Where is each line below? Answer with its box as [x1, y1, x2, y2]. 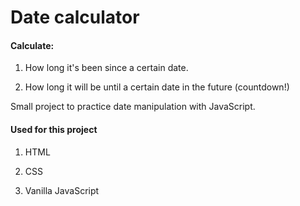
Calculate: [10, 39, 55, 51]
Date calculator [10, 6, 140, 29]
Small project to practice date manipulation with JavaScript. [10, 101, 256, 113]
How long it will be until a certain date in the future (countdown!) [24, 81, 290, 93]
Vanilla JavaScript [24, 184, 100, 196]
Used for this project [10, 123, 98, 135]
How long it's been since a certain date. [24, 62, 189, 74]
